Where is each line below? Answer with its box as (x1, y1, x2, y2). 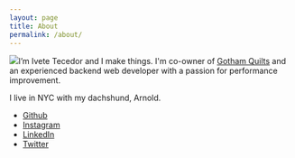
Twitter (22, 139, 50, 150)
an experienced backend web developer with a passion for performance (9, 65, 278, 77)
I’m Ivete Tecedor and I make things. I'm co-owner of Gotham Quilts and (18, 56, 287, 67)
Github (22, 110, 48, 121)
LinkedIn (22, 129, 55, 140)
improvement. (9, 75, 61, 86)
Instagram (22, 119, 60, 131)
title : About (9, 22, 59, 31)
